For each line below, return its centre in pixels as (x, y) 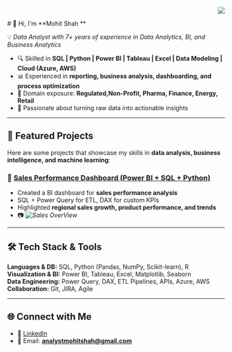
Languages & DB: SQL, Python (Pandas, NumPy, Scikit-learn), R (98, 267)
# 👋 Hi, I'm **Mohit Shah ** (47, 23)
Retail (26, 101)
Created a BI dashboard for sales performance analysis (97, 193)
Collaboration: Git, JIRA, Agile (50, 289)
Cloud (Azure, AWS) (47, 68)
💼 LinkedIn (32, 333)
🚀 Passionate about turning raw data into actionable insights (103, 108)
